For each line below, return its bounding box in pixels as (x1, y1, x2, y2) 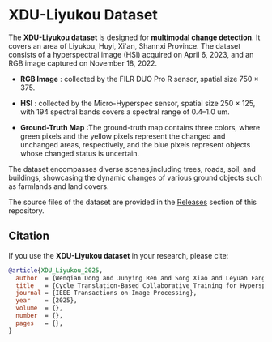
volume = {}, (15, 304, 63, 313)
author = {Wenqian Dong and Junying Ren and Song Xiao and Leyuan (15, 274, 249, 282)
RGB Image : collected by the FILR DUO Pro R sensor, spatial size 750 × (19, 74, 259, 83)
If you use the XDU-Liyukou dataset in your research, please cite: (8, 250, 229, 260)
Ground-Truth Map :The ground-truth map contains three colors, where (19, 122, 261, 132)
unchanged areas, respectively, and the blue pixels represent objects (19, 139, 251, 149)
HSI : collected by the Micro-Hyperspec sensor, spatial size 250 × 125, (19, 98, 256, 108)
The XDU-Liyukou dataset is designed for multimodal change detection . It (8, 32, 261, 42)
